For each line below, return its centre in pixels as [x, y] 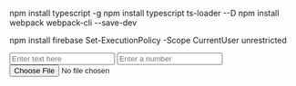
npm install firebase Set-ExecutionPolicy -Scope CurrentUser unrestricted [148, 40]
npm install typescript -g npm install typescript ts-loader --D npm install [144, 13]
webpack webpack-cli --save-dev [73, 23]
